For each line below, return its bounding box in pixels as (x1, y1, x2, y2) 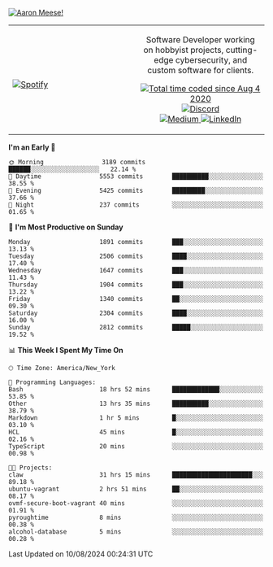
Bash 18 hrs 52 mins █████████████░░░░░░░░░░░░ (8, 386, 264, 394)
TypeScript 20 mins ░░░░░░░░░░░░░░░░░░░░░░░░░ (8, 443, 264, 451)
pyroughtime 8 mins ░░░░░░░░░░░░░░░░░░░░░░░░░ (8, 513, 264, 521)
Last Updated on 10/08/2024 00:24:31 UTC (8, 549, 154, 559)
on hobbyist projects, (143, 45, 224, 55)
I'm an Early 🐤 (8, 142, 56, 152)
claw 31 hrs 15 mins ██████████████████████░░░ (8, 471, 264, 479)
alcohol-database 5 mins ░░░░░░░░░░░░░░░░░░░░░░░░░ (8, 528, 264, 536)
